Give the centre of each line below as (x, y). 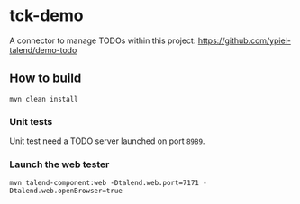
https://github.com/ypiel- (244, 40)
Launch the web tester (59, 164)
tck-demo (46, 16)
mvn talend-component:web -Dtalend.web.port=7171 (105, 183)
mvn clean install (44, 99)
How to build (45, 79)
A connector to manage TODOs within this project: (103, 40)
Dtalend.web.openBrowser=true (66, 191)
